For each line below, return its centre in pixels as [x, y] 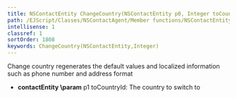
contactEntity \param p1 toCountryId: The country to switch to [109, 87]
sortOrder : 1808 [31, 40]
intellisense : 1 [31, 27]
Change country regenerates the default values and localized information [114, 66]
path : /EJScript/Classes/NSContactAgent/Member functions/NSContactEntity [120, 20]
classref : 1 [25, 33]
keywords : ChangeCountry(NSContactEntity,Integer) [83, 46]
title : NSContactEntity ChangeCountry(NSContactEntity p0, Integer [109, 14]
